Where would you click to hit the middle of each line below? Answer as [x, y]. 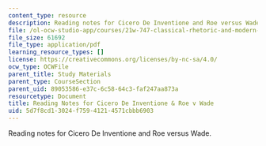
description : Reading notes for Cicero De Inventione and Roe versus [125, 23]
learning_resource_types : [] [56, 52]
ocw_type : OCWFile [38, 67]
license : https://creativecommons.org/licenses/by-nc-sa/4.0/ [113, 60]
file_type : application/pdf [55, 45]
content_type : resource [47, 15]
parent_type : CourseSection [55, 81]
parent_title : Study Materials [60, 74]
